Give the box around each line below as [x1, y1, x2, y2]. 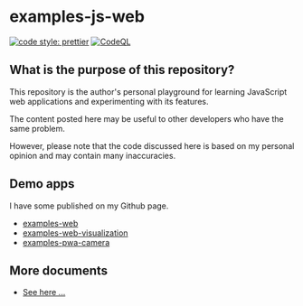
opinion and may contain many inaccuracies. [9, 150, 176, 161]
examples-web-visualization [22, 227, 128, 238]
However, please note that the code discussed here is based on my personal [9, 140, 295, 151]
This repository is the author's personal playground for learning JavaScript [9, 86, 288, 97]
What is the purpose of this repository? [9, 62, 235, 78]
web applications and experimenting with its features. [9, 96, 209, 107]
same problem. [9, 123, 66, 134]
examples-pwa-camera [22, 236, 110, 247]
